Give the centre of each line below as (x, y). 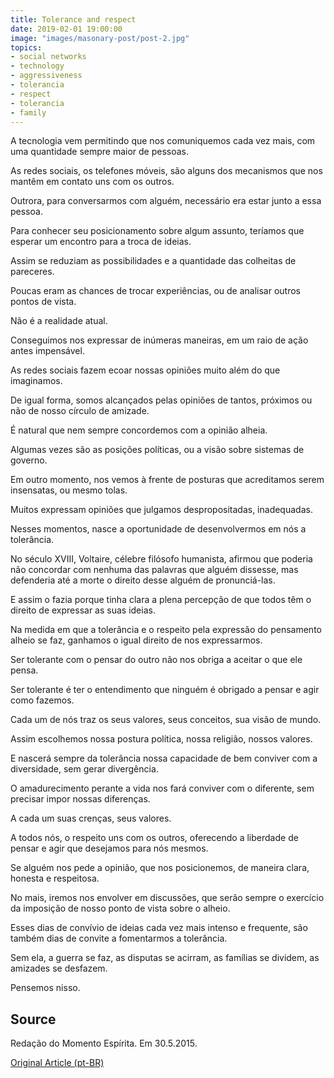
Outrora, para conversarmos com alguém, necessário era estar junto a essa (166, 201)
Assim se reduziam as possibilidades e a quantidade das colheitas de (153, 261)
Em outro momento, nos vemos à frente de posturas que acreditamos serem (167, 480)
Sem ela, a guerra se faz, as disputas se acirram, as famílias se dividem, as (165, 958)
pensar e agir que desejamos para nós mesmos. (109, 848)
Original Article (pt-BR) (57, 1063)
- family (28, 112)
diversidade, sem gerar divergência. (84, 769)
